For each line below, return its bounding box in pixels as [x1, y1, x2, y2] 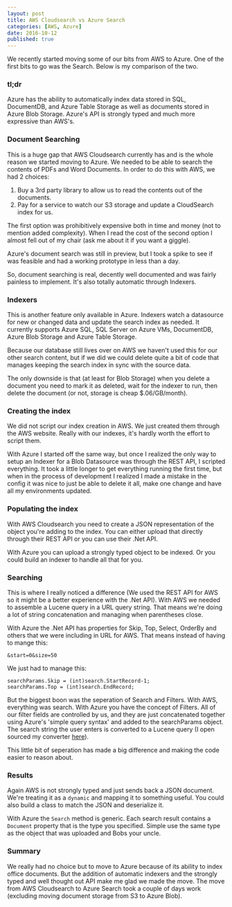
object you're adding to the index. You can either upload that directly [7, 527, 203, 535]
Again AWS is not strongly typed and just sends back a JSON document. [7, 787, 215, 795]
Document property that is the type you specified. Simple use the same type [7, 822, 220, 830]
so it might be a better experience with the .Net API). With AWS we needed [7, 595, 220, 604]
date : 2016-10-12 [7, 29, 57, 37]
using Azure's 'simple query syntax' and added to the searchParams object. [7, 717, 224, 726]
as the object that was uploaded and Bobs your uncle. [7, 829, 161, 838]
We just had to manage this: [7, 664, 87, 672]
